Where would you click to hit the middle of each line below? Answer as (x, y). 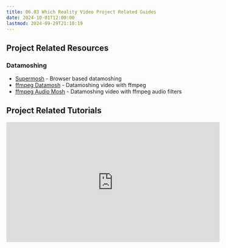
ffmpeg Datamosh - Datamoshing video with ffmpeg (80, 85)
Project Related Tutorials (54, 111)
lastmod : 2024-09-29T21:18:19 (45, 23)
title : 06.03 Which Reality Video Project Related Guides (81, 12)
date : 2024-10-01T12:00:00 (41, 18)
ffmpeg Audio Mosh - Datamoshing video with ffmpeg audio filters (98, 91)
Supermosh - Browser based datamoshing (68, 79)
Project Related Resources (58, 48)
